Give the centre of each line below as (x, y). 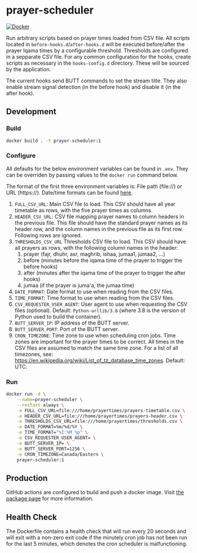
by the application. (29, 69)
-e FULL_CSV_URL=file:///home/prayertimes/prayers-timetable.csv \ (101, 410)
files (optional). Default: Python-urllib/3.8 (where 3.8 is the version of (100, 310)
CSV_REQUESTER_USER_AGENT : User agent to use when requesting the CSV (101, 304)
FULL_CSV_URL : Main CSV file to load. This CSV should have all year (95, 204)
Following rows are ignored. (48, 235)
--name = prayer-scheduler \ (50, 399)
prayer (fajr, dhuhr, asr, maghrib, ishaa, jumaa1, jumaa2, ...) (94, 254)
